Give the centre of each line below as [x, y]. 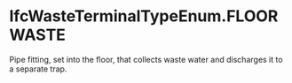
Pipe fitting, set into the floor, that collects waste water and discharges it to [146, 59]
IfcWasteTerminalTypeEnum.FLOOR [144, 16]
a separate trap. [38, 69]
